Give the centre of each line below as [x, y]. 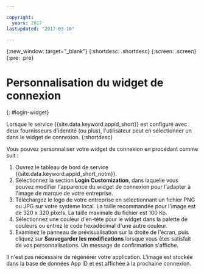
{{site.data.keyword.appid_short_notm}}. [66, 174]
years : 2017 [27, 23]
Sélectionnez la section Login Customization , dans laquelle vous [97, 180]
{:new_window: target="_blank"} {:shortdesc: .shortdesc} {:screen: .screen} [101, 51]
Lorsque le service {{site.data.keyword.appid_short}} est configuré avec [97, 124]
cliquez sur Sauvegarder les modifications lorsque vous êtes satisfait [103, 239]
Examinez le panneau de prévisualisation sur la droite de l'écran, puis [102, 232]
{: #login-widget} [28, 112]
